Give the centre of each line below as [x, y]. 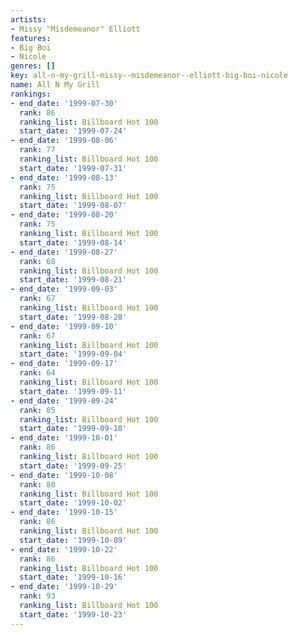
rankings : [31, 94]
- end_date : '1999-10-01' [64, 438]
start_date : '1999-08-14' [73, 242]
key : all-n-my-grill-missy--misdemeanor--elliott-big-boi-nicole [149, 76]
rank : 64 [37, 373]
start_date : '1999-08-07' [73, 206]
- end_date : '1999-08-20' [64, 215]
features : [31, 38]
